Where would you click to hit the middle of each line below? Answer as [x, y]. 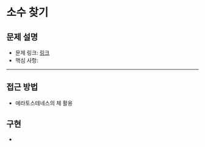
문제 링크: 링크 [32, 53]
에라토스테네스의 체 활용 [44, 103]
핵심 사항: [27, 60]
